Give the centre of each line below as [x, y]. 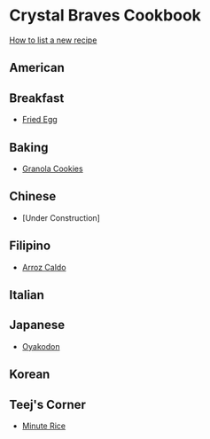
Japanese [37, 325]
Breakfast [37, 98]
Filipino [30, 246]
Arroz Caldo [44, 267]
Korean [30, 375]
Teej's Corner [48, 404]
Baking [29, 147]
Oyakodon [41, 346]
